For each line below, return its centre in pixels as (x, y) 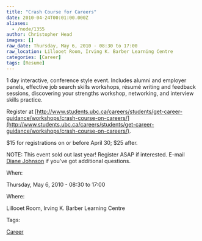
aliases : (17, 23)
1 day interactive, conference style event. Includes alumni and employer (96, 80)
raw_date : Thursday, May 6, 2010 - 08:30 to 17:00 (72, 46)
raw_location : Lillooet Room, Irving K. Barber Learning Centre (90, 52)
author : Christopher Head (39, 35)
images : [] (20, 40)
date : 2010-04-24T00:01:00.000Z (47, 18)
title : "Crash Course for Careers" (52, 12)
